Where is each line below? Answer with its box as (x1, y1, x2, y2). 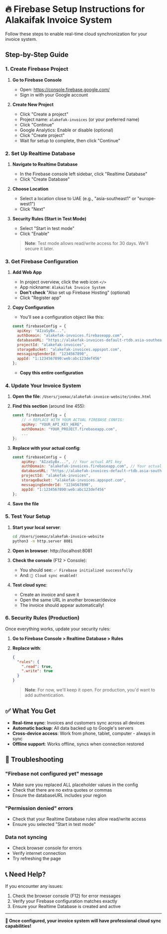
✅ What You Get (5, 706, 56, 715)
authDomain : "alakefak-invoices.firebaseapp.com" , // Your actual (21, 464, 162, 469)
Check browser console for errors (12, 845, 82, 851)
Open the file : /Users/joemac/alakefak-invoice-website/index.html (12, 393, 152, 399)
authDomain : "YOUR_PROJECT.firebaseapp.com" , (21, 427, 118, 432)
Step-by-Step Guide (5, 51, 69, 59)
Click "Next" (19, 206, 46, 212)
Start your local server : (12, 524, 61, 530)
